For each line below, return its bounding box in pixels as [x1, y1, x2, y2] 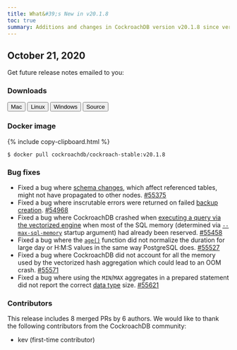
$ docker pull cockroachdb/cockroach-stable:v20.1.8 [7, 151, 166, 158]
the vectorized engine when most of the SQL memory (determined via [17, 221, 221, 229]
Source [85, 103, 106, 111]
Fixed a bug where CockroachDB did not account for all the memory [17, 251, 217, 260]
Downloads [7, 86, 47, 96]
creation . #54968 [17, 206, 68, 215]
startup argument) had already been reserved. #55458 [63, 229, 223, 237]
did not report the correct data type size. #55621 [17, 281, 159, 289]
